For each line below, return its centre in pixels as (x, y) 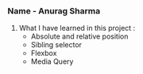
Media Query (52, 61)
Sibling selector (56, 45)
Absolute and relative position (79, 36)
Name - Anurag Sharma (54, 11)
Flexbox (44, 54)
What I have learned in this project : (77, 28)
